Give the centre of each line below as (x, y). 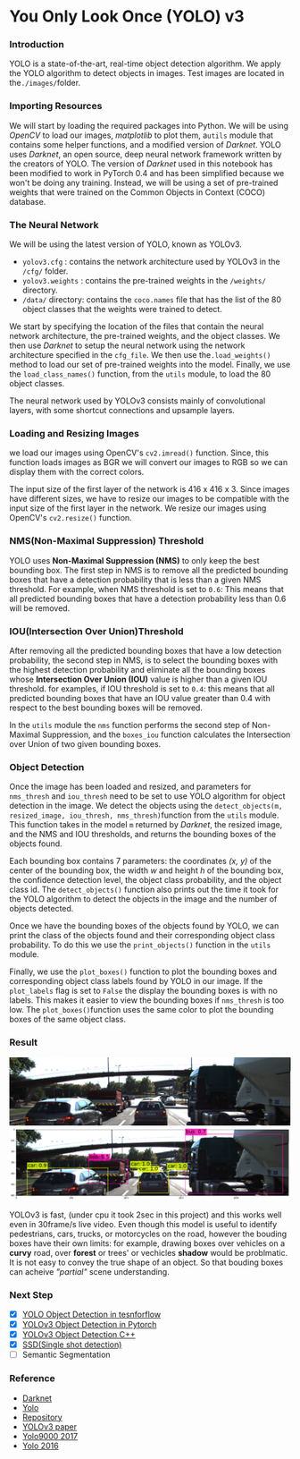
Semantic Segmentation (66, 1355)
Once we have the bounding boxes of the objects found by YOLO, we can (144, 926)
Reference (32, 1378)
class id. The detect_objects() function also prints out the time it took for (144, 890)
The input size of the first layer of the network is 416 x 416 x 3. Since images (150, 489)
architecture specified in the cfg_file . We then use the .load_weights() (140, 355)
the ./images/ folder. (45, 83)
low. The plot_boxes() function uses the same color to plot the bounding (142, 1010)
